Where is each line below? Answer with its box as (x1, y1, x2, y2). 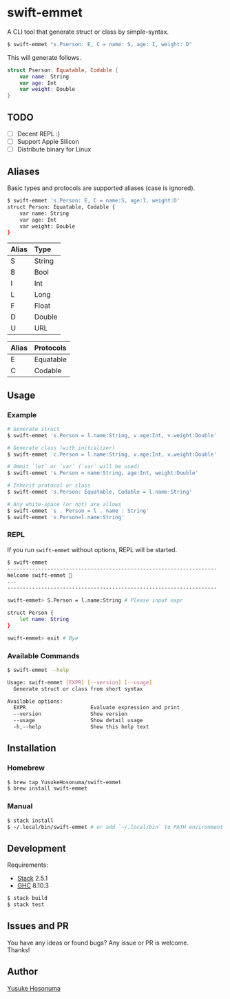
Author (7, 966, 38, 978)
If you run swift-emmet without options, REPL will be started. (7, 545, 178, 554)
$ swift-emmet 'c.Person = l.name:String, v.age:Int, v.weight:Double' (7, 451, 217, 458)
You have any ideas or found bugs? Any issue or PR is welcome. (7, 938, 189, 947)
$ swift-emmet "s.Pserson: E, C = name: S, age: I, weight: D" (7, 41, 193, 48)
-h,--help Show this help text (13, 724, 149, 730)
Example (7, 410, 37, 419)
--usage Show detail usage (13, 717, 143, 724)
